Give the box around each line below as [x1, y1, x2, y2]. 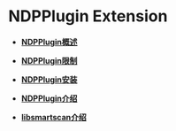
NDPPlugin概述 [20, 36, 78, 47]
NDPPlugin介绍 [20, 93, 78, 104]
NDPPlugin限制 [20, 55, 78, 65]
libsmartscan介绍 [20, 112, 88, 122]
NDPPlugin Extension [8, 6, 168, 27]
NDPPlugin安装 [20, 73, 78, 85]
